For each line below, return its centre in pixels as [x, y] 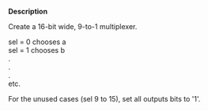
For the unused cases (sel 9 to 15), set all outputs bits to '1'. [104, 99]
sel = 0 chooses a [37, 42]
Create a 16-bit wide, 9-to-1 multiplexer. [73, 26]
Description [28, 11]
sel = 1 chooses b [37, 50]
